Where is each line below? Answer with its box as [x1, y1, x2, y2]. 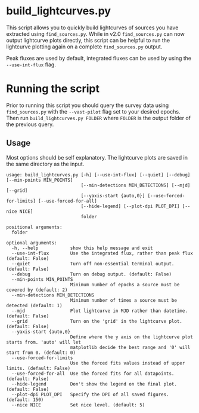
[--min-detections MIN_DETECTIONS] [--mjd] [80, 182, 191, 188]
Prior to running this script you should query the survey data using [6, 102, 169, 109]
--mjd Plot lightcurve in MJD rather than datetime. [11, 308, 188, 314]
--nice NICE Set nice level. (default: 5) [11, 402, 145, 408]
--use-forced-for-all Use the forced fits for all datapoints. [11, 371, 175, 377]
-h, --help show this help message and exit [11, 245, 153, 251]
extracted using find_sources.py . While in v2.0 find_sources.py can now [6, 30, 185, 37]
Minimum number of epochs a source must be [70, 282, 180, 287]
